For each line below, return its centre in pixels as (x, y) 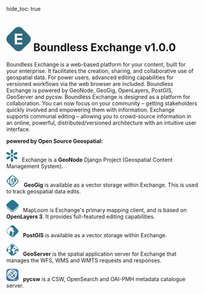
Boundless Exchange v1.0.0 (105, 48)
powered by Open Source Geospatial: (55, 141)
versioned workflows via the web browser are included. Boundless (90, 84)
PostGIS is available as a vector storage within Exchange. (95, 235)
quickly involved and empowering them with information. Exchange (90, 110)
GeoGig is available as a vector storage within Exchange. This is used (111, 185)
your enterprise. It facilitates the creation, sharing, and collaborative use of (100, 71)
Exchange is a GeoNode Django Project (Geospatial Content (97, 160)
